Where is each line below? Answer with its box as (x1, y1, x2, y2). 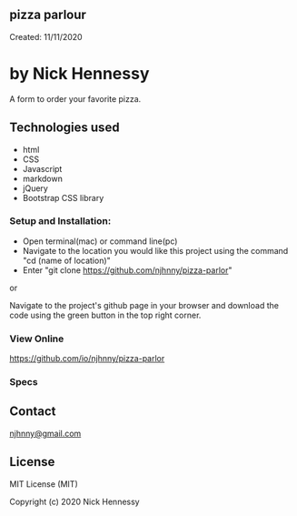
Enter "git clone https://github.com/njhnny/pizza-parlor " (22, 264, 233, 276)
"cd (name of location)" (22, 255, 111, 266)
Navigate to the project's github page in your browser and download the (9, 299, 280, 310)
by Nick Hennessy (9, 64, 150, 84)
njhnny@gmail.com (9, 428, 82, 439)
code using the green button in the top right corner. (9, 309, 202, 320)
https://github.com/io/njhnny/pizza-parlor (9, 353, 165, 364)
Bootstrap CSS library (22, 192, 104, 203)
